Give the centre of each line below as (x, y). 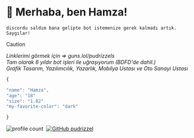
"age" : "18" (21, 95)
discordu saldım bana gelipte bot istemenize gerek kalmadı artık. (92, 28)
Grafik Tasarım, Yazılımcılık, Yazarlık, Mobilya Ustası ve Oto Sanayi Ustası (97, 68)
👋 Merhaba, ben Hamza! (67, 12)
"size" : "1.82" (25, 101)
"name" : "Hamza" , (28, 90)
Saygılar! (18, 33)
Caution (16, 44)
